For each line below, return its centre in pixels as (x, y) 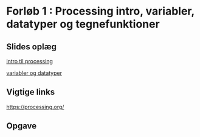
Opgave (22, 126)
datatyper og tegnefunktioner (83, 24)
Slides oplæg (31, 47)
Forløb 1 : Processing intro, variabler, (100, 11)
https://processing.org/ (35, 107)
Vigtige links (31, 92)
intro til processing (30, 61)
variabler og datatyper (34, 73)
